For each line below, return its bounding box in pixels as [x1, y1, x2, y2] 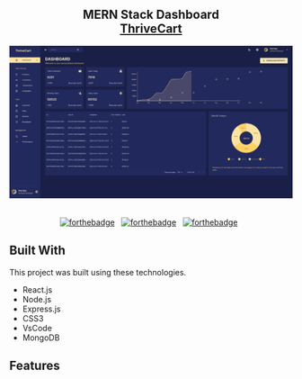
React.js [22, 284, 53, 295]
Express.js [22, 303, 61, 314]
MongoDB [22, 332, 60, 343]
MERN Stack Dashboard [82, 7, 220, 23]
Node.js [22, 293, 52, 304]
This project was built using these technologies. [9, 266, 187, 277]
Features [9, 358, 60, 374]
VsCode [22, 322, 52, 333]
